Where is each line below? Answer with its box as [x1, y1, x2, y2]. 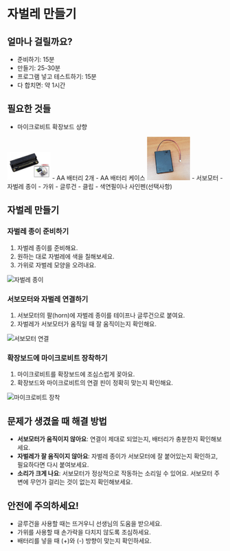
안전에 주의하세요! [7, 499, 79, 512]
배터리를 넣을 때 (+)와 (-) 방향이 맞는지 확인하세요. [16, 537, 152, 545]
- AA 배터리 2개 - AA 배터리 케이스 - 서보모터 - [51, 174, 223, 182]
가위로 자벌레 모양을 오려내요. [16, 260, 97, 269]
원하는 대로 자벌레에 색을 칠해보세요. [16, 252, 115, 260]
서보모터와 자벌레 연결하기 [7, 294, 89, 304]
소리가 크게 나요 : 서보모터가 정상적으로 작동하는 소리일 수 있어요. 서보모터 [16, 469, 213, 477]
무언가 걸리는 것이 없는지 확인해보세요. [30, 478, 133, 486]
